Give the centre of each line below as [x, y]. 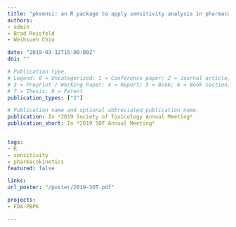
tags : [15, 142]
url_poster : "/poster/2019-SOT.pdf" [61, 187]
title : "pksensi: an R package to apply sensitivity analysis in [105, 14]
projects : [22, 200]
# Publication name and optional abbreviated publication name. [103, 110]
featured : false [31, 168]
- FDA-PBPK [23, 207]
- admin [19, 27]
